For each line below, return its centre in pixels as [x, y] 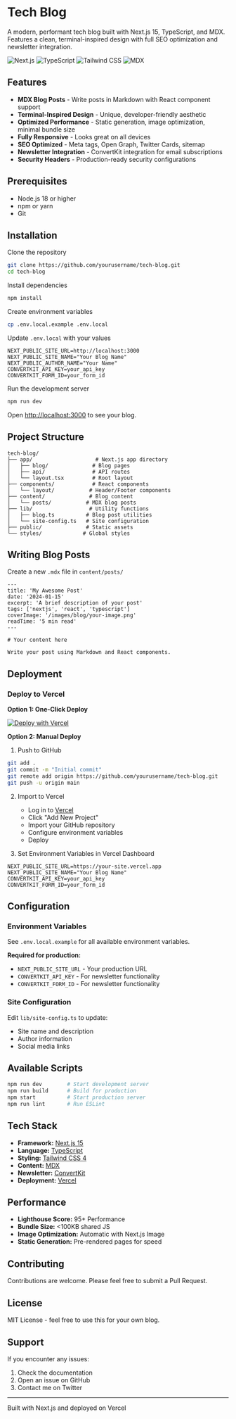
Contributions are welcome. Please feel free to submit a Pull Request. [107, 1281]
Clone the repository [37, 252]
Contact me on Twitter [50, 1387]
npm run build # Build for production [72, 1091]
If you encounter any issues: [48, 1358]
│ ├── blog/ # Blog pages [69, 465]
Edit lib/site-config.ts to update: [58, 1017]
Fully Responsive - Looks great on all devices [84, 137]
